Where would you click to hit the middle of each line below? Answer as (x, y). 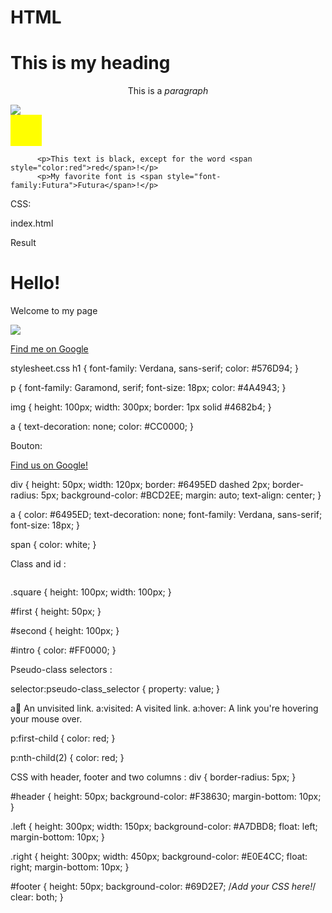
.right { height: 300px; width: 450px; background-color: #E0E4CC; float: (159, 857)
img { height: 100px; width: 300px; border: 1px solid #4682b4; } (141, 407)
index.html (32, 223)
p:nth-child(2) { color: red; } (67, 758)
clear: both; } (37, 897)
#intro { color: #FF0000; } (63, 650)
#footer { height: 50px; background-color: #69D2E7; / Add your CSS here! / (163, 887)
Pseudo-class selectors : (61, 670)
